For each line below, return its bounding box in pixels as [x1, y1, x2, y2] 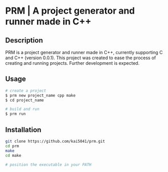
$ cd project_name [5, 98, 44, 103]
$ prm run [5, 111, 26, 116]
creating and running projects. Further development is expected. [5, 60, 140, 66]
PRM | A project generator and [5, 5, 135, 17]
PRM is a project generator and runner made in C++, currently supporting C [5, 50, 163, 55]
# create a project [5, 88, 47, 93]
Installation [5, 125, 41, 134]
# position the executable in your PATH [5, 162, 92, 167]
